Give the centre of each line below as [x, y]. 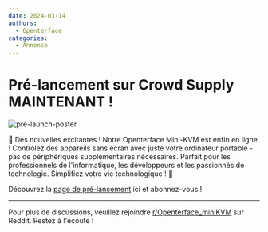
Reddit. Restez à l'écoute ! [51, 221]
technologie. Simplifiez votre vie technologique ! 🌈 [91, 174]
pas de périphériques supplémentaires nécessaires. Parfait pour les [120, 157]
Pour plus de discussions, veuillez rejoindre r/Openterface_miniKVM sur [126, 212]
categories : [28, 38]
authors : [23, 23]
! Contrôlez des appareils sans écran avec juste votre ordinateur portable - [131, 148]
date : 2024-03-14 [37, 16]
